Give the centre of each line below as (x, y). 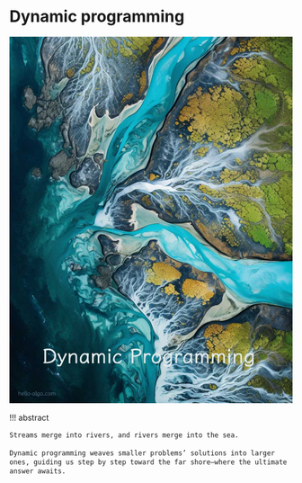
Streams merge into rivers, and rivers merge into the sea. (124, 435)
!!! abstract (29, 418)
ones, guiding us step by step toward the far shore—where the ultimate (148, 462)
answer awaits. (38, 471)
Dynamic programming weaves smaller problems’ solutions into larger (142, 453)
